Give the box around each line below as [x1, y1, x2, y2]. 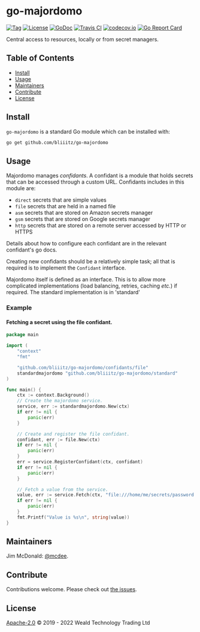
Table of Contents [6, 53, 75, 64]
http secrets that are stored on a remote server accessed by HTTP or [14, 222, 187, 229]
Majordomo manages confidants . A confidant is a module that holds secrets [6, 172, 193, 179]
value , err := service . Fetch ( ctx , [17, 492, 103, 498]
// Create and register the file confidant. [17, 431, 130, 437]
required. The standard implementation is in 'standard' [6, 289, 141, 296]
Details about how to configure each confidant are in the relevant [6, 240, 166, 247]
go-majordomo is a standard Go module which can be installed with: [6, 128, 171, 135]
